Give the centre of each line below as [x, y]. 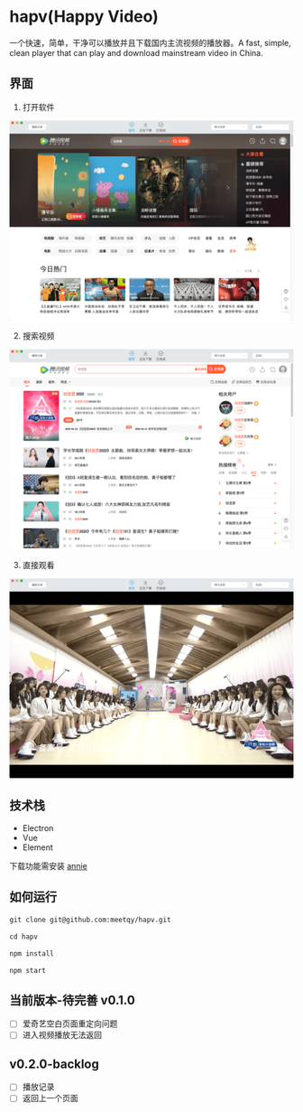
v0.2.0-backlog [54, 1064]
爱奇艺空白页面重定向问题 [70, 1023]
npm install [32, 953]
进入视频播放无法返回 [62, 1035]
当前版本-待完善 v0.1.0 [72, 1000]
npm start [28, 970]
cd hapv [24, 937]
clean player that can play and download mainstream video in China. [136, 52]
